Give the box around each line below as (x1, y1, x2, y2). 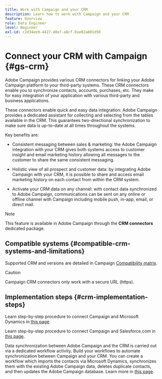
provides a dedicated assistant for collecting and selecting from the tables (5, 112, 154, 118)
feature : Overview (5, 16, 42, 21)
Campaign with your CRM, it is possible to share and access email (12, 171, 144, 177)
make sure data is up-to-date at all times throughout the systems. (5, 122, 136, 128)
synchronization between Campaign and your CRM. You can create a (5, 353, 143, 359)
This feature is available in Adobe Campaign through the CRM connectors (5, 220, 153, 226)
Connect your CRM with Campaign (5, 51, 147, 62)
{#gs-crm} (5, 61, 49, 72)
